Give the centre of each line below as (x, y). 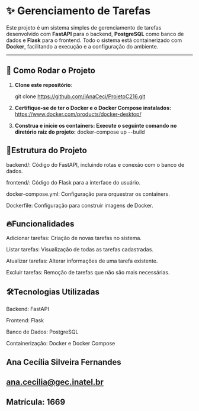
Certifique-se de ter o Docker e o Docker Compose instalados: (93, 108)
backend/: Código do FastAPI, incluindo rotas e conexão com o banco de (95, 164)
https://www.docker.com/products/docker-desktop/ (78, 114)
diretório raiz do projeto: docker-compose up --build (80, 132)
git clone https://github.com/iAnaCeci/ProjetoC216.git (80, 96)
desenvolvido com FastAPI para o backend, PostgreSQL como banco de (95, 34)
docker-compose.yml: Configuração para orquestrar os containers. (88, 194)
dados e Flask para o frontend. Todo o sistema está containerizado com (94, 40)
